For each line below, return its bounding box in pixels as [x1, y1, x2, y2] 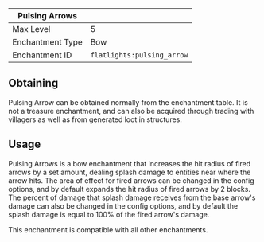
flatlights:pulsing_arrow [90, 51, 188, 59]
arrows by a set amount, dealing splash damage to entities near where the [8, 167, 251, 177]
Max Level [12, 24, 51, 34]
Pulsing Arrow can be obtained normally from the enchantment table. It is [8, 97, 248, 107]
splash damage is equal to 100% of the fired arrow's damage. [8, 209, 210, 219]
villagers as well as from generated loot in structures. [8, 115, 183, 124]
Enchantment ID [12, 49, 72, 60]
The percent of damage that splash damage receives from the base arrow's [8, 193, 256, 202]
